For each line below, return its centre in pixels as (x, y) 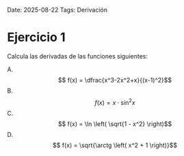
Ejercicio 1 (36, 37)
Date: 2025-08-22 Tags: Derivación (57, 10)
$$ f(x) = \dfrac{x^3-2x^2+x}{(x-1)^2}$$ (115, 80)
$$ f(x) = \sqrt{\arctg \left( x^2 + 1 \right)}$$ (115, 145)
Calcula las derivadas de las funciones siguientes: (78, 56)
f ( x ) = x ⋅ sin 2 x (115, 102)
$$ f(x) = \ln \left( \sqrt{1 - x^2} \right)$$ (115, 124)
